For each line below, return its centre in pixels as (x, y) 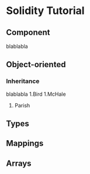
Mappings (25, 143)
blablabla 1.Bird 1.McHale (36, 94)
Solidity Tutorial (45, 11)
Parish (22, 105)
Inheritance (23, 81)
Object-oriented (36, 65)
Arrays (19, 163)
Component (28, 32)
